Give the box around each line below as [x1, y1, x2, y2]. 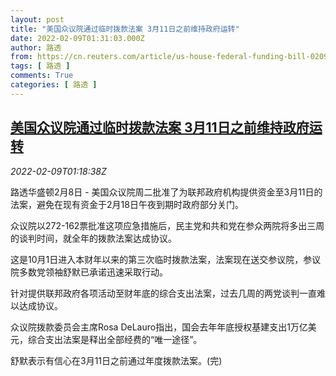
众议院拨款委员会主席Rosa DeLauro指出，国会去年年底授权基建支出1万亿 [10, 321, 308, 333]
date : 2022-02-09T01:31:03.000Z [10, 33, 145, 43]
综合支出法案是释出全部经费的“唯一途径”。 [27, 333, 203, 345]
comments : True [10, 71, 74, 81]
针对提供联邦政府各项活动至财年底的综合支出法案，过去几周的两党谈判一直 [10, 287, 317, 299]
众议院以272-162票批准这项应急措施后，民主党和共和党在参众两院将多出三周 [10, 219, 325, 231]
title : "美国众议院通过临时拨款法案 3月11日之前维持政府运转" [10, 24, 240, 34]
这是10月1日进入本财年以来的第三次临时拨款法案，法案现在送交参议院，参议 [10, 253, 322, 265]
